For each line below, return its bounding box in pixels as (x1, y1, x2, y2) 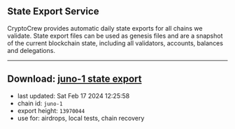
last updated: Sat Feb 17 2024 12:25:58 (17, 91, 130, 100)
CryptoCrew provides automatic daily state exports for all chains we (7, 24, 203, 32)
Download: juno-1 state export (7, 73, 142, 85)
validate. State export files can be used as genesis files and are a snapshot (7, 31, 223, 40)
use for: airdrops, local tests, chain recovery (17, 114, 145, 122)
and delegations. (7, 46, 56, 54)
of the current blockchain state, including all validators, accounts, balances (7, 38, 224, 47)
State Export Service (7, 6, 99, 17)
